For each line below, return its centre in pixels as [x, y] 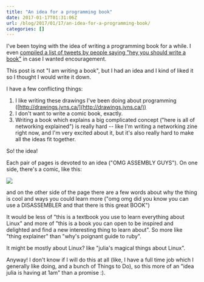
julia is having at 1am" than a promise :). [56, 273]
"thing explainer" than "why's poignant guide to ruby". [74, 237]
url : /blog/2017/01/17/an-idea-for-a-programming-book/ [78, 23]
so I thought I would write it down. [49, 77]
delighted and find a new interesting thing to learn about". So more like [95, 230]
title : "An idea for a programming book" [59, 12]
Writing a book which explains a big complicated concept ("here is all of [105, 120]
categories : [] [25, 29]
